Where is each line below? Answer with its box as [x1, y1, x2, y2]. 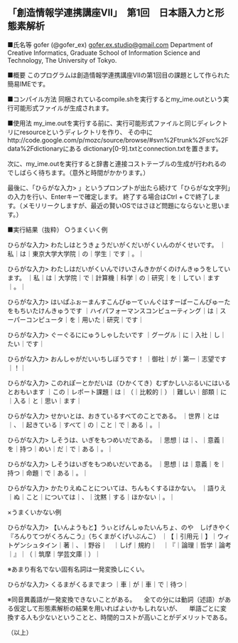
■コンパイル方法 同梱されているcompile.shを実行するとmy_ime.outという [7, 95, 223, 103]
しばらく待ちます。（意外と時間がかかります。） [13, 168, 150, 177]
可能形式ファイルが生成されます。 [13, 103, 113, 112]
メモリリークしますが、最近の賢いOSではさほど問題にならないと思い [22, 201, 225, 210]
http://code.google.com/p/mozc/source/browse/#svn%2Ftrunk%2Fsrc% [7, 135, 222, 144]
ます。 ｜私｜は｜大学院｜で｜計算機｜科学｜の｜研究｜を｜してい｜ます [7, 273, 220, 282]
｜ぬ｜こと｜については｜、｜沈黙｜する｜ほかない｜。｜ [7, 493, 175, 501]
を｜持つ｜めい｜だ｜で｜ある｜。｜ [7, 444, 114, 453]
